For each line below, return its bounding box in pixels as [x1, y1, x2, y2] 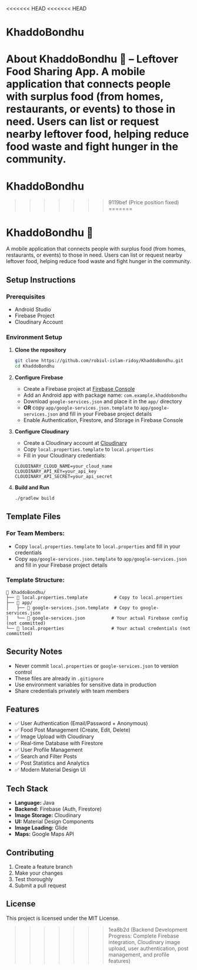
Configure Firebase [14, 374, 64, 381]
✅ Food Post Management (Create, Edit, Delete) [14, 726, 131, 733]
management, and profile [108, 951, 169, 958]
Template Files [6, 511, 61, 521]
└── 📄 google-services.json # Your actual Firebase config [16, 615, 188, 621]
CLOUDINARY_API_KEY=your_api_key [14, 468, 97, 474]
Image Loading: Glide [14, 824, 68, 832]
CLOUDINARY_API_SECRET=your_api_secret [14, 473, 113, 479]
